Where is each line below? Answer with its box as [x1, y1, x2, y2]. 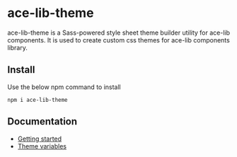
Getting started [17, 134, 62, 143]
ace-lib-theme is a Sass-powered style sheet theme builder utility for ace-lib [7, 28, 231, 37]
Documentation [7, 115, 78, 128]
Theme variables [17, 141, 67, 150]
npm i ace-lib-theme [7, 96, 69, 103]
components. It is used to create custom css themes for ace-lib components [7, 35, 230, 44]
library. [7, 43, 28, 52]
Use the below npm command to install [7, 83, 122, 91]
